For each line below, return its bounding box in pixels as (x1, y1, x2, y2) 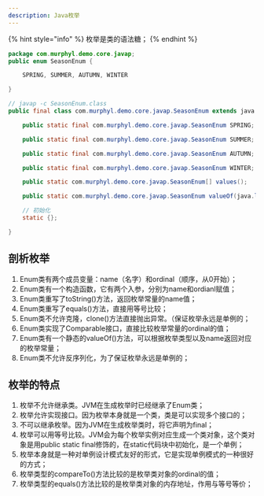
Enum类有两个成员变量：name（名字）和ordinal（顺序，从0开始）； (19, 274, 238, 283)
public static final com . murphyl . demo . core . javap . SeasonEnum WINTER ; (22, 164, 255, 172)
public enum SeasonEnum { (8, 57, 93, 65)
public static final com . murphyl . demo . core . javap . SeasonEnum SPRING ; (22, 121, 255, 129)
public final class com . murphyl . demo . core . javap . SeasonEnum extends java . (8, 107, 258, 115)
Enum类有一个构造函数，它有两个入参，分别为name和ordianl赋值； (19, 284, 237, 294)
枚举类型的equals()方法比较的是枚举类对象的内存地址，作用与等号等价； (19, 479, 253, 489)
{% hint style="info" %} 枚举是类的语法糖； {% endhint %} (8, 34, 198, 43)
